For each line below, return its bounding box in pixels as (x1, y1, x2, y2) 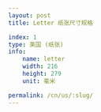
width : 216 (22, 62, 58, 71)
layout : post (8, 11, 51, 20)
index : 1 (8, 33, 37, 41)
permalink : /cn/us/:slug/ (8, 91, 93, 99)
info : (8, 48, 26, 56)
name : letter (22, 55, 65, 63)
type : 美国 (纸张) (8, 40, 65, 48)
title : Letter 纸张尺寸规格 (8, 19, 93, 27)
